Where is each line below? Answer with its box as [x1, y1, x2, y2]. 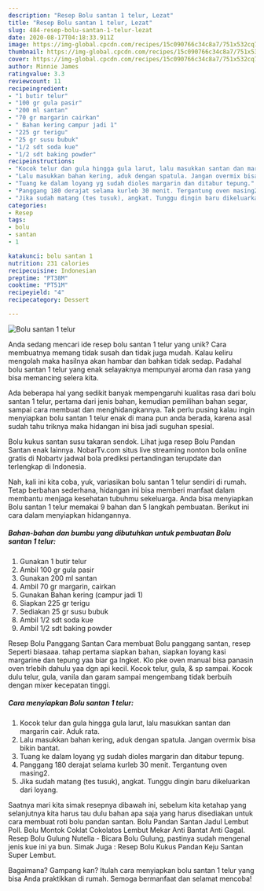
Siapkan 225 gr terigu [19, 598, 90, 607]
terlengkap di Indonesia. [8, 461, 86, 471]
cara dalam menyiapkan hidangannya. [8, 510, 131, 519]
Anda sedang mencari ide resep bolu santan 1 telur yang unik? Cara [8, 339, 227, 349]
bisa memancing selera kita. [8, 372, 99, 382]
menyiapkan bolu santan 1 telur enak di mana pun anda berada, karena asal [8, 413, 252, 423]
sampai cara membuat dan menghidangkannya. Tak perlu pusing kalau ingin [8, 405, 255, 414]
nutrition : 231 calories [8, 259, 90, 267]
